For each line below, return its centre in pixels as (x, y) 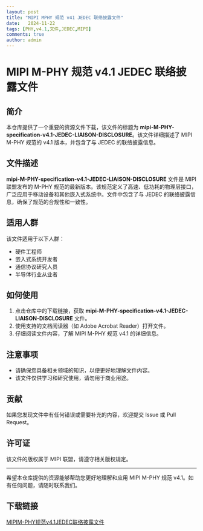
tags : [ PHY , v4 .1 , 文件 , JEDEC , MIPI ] (49, 29)
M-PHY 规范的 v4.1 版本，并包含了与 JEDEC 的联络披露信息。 (82, 142)
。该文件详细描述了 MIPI (162, 135)
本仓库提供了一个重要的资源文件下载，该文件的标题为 (72, 127)
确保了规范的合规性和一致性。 (54, 201)
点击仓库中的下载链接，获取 (50, 311)
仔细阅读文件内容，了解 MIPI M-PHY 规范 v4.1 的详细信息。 (88, 334)
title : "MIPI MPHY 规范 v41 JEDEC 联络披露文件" (65, 18)
